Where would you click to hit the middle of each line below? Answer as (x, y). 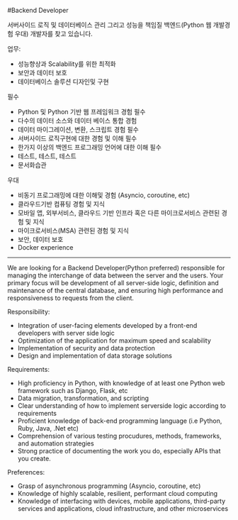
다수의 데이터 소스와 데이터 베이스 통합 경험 (77, 121)
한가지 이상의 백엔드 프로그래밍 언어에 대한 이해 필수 (89, 147)
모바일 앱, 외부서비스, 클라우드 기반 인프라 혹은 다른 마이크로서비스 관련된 (119, 213)
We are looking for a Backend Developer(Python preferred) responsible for (116, 268)
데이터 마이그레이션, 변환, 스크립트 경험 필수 (78, 129)
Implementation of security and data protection (86, 348)
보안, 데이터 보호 (40, 239)
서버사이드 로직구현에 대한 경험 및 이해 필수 (77, 138)
